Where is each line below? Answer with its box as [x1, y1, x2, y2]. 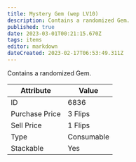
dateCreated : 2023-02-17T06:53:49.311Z [7, 50, 124, 57]
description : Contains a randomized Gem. [7, 17, 130, 24]
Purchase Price [11, 108, 61, 118]
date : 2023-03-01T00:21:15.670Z [7, 30, 102, 37]
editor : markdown [7, 43, 58, 50]
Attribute [20, 85, 51, 95]
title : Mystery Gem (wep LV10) [7, 10, 99, 18]
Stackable [11, 143, 44, 153]
